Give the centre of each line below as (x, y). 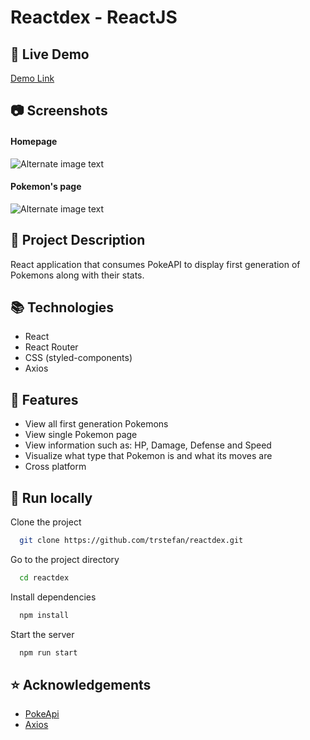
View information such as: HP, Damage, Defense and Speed (148, 445)
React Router (51, 347)
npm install (44, 615)
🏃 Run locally (51, 497)
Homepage (34, 141)
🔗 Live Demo (50, 54)
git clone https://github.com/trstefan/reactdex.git (131, 541)
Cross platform (55, 467)
